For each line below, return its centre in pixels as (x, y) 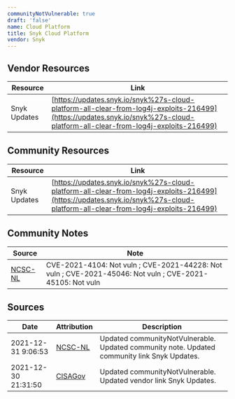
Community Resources (58, 151)
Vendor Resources (49, 68)
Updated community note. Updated (157, 347)
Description (162, 327)
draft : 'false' (29, 20)
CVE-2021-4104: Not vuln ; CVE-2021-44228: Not (134, 265)
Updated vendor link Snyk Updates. (158, 381)
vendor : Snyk (26, 40)
